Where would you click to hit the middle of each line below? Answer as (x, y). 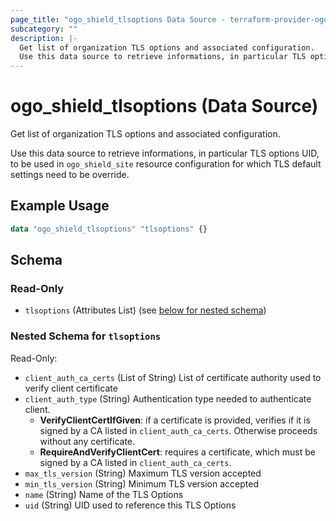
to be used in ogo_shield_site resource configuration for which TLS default (166, 164)
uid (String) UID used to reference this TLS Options (130, 505)
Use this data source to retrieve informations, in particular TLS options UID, (165, 153)
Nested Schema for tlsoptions (86, 336)
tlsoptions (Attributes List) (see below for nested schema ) (145, 310)
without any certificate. (87, 441)
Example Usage (60, 206)
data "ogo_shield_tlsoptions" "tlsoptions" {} (109, 229)
